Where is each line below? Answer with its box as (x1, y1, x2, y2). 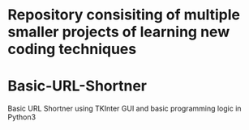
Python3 (7, 112, 36, 122)
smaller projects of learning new (7, 23, 230, 41)
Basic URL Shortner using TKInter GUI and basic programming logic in (7, 103, 242, 114)
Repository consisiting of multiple (7, 6, 241, 24)
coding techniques (7, 40, 137, 58)
